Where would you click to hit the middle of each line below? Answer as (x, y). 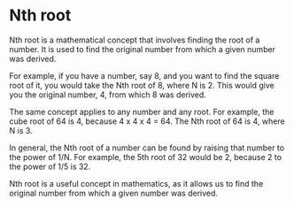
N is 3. (21, 130)
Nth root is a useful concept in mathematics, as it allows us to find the (136, 183)
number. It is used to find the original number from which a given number (143, 49)
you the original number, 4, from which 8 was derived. (108, 95)
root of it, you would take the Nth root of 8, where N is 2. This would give (142, 85)
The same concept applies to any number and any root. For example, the (142, 111)
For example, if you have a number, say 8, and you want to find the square (144, 75)
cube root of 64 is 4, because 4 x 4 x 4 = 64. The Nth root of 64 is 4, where (147, 121)
